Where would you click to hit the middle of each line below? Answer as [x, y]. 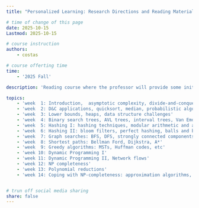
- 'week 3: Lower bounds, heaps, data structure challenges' [95, 115]
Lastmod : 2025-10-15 [32, 33]
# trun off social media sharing [47, 191]
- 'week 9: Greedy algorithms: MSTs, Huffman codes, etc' [91, 147]
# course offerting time [37, 66]
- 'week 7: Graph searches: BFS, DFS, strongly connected [91, 136]
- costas [28, 55]
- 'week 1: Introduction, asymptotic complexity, [82, 103]
